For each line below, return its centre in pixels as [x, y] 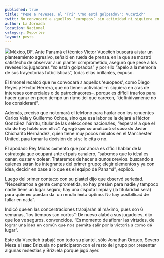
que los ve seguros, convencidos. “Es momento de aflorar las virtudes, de [80, 220]
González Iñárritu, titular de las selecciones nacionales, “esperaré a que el [80, 123]
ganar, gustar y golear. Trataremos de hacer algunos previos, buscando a [79, 159]
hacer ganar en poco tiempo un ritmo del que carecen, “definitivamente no [81, 98]
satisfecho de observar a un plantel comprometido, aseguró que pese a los [81, 62]
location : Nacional [25, 28]
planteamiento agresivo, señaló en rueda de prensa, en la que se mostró [78, 57]
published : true [22, 10]
